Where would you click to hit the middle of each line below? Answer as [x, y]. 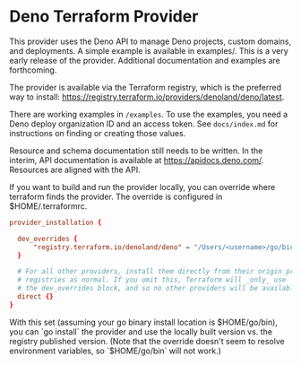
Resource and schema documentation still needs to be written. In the [136, 151]
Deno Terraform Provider [104, 17]
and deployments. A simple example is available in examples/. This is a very [149, 50]
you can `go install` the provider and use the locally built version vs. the [141, 331]
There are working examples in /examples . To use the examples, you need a [149, 114]
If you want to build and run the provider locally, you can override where [142, 187]
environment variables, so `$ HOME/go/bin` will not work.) [116, 351]
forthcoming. [33, 70]
